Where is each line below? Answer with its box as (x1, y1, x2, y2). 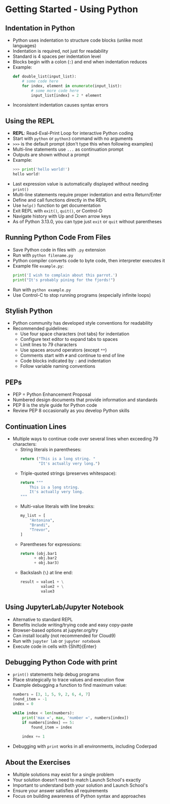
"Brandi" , (29, 522, 50, 528)
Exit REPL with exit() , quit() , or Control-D (12, 207, 103, 214)
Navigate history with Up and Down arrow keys (12, 213, 112, 219)
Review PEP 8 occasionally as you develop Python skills (12, 407, 130, 414)
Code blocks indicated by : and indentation (20, 358, 111, 364)
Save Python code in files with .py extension (12, 247, 106, 253)
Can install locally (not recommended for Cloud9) (12, 633, 116, 639)
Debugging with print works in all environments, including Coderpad (12, 743, 157, 749)
